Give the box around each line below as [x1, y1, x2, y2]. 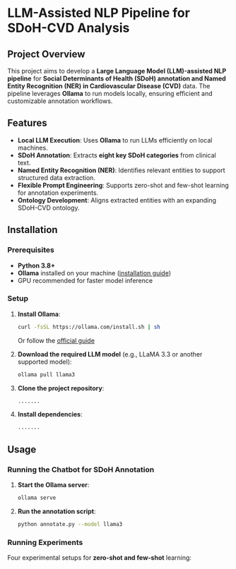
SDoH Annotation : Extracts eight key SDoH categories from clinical [17, 150, 217, 160]
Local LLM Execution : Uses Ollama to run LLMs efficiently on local [17, 136, 213, 144]
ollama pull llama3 [17, 371, 76, 378]
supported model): [17, 357, 72, 366]
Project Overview [7, 48, 85, 60]
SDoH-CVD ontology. [17, 203, 80, 212]
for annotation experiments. [17, 188, 99, 197]
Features [7, 117, 47, 129]
